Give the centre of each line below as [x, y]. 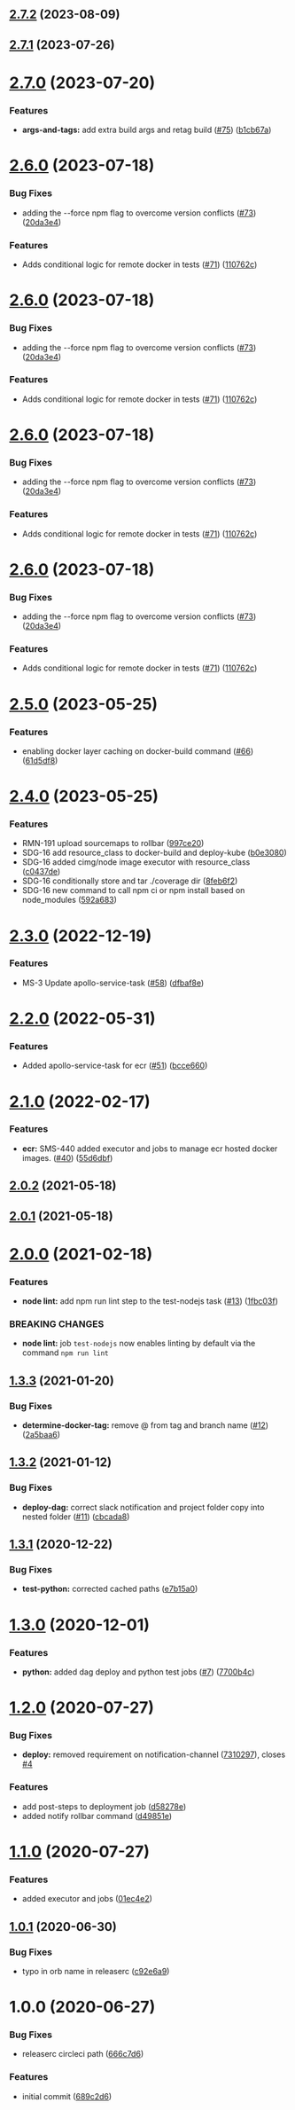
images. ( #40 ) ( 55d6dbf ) [67, 1157]
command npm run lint [65, 1353]
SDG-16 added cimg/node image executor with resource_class [136, 862]
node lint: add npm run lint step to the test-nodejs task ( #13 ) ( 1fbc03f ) [150, 1301]
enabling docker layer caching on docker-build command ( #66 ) [138, 751]
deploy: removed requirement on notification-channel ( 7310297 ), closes [154, 1754]
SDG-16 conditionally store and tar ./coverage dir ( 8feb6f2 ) [130, 881]
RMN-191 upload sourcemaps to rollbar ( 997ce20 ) [113, 843]
